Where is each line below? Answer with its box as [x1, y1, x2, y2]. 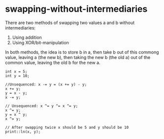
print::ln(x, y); [5, 129, 41, 134]
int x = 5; [5, 69, 28, 74]
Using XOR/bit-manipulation [12, 39, 69, 45]
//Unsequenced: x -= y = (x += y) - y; [5, 82, 87, 87]
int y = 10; [5, 73, 30, 78]
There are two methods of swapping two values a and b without [5, 20, 135, 26]
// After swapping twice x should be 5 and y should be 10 [5, 125, 129, 130]
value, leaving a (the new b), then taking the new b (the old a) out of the [5, 54, 151, 60]
